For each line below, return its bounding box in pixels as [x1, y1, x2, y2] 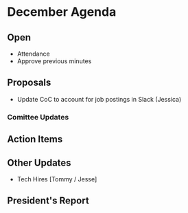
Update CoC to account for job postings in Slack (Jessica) [16, 95, 182, 103]
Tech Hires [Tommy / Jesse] [16, 175, 97, 183]
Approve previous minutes [16, 57, 92, 65]
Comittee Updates [7, 112, 69, 122]
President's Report [7, 195, 89, 207]
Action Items [7, 133, 63, 145]
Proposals [7, 77, 51, 89]
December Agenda [7, 4, 117, 20]
